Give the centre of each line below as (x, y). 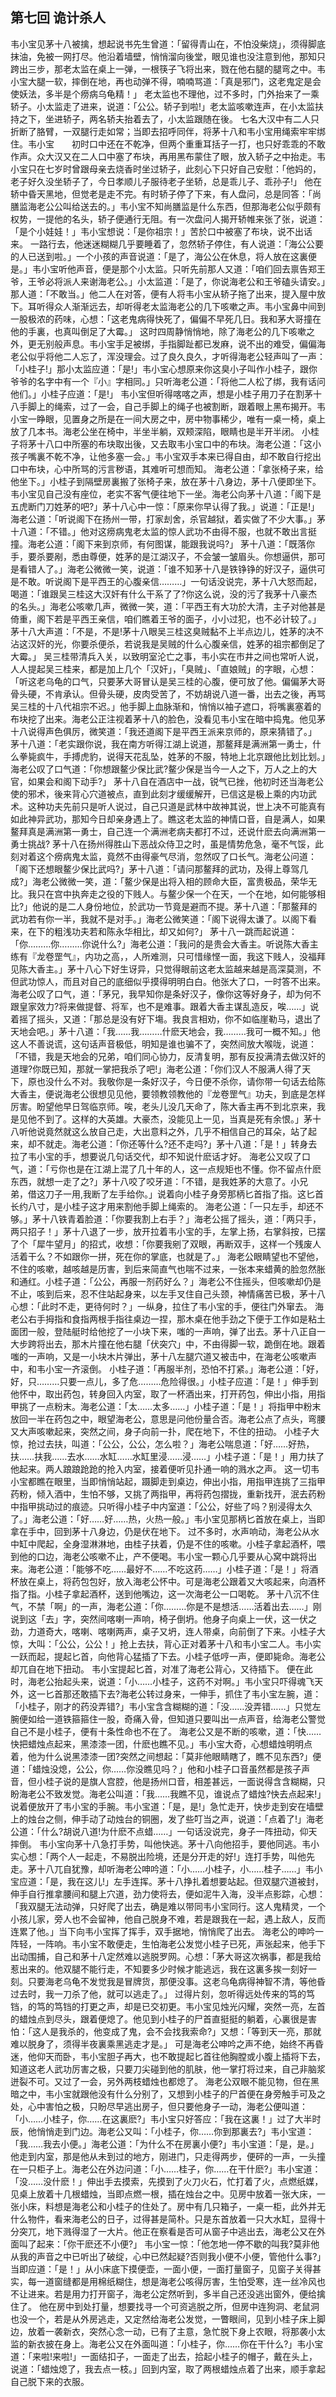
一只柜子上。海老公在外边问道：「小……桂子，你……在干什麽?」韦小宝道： (170, 2169)
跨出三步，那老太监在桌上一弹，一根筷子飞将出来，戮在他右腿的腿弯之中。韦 (168, 69)
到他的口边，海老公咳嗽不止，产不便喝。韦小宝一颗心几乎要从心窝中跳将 (159, 1556)
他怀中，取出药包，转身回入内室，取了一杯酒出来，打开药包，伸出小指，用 (163, 1394)
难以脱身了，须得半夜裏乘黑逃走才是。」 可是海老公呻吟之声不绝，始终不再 (162, 2044)
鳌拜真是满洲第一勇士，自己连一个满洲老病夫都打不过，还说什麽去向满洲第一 (168, 831)
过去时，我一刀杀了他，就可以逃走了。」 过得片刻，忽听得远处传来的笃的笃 (162, 1994)
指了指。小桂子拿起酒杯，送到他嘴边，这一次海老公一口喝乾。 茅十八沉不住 (165, 1594)
